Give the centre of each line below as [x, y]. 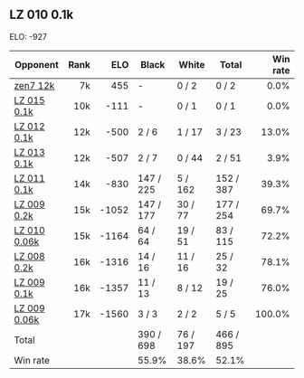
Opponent [37, 64]
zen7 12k [34, 85]
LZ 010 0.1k [42, 15]
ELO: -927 [28, 36]
